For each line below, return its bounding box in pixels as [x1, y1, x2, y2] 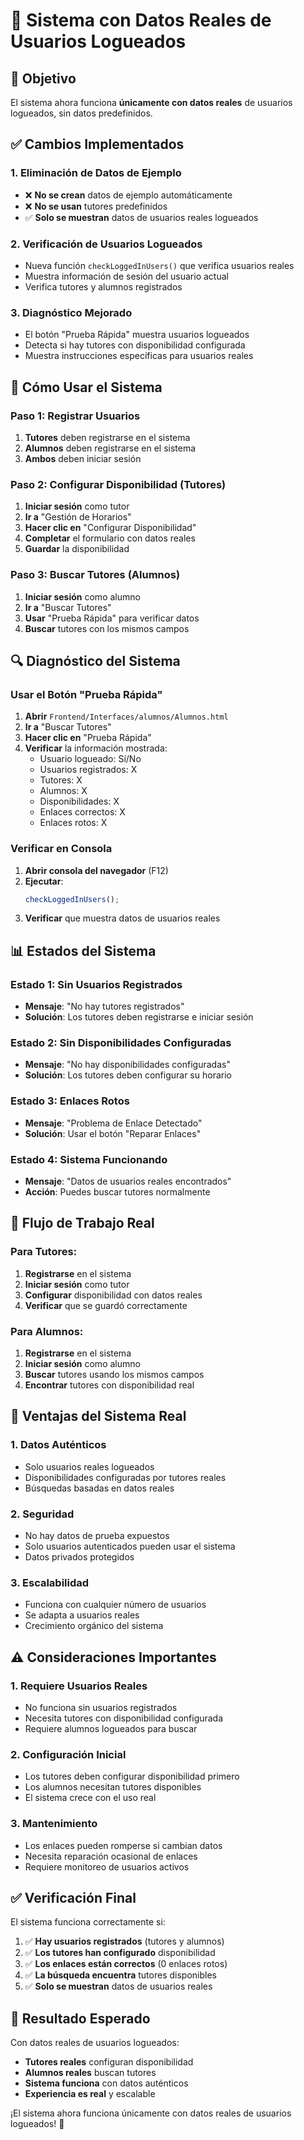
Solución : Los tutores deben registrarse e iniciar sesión [24, 1011, 254, 1023]
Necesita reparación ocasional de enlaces [24, 1850, 198, 1862]
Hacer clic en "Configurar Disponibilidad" [24, 522, 197, 534]
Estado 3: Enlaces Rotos [10, 1094, 130, 1108]
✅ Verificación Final [10, 1889, 137, 1906]
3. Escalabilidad [10, 1575, 90, 1589]
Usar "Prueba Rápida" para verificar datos [24, 612, 200, 624]
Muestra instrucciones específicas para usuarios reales [24, 350, 254, 362]
